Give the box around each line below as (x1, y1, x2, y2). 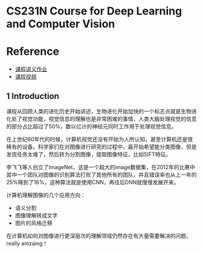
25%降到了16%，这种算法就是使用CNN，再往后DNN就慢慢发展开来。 (6, 178, 179, 185)
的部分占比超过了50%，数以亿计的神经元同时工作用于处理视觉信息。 (6, 123, 177, 130)
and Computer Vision (6, 17, 115, 31)
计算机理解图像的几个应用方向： (6, 191, 86, 199)
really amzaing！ (6, 240, 48, 247)
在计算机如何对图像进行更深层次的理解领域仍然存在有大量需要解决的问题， (6, 232, 192, 239)
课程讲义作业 (14, 65, 47, 73)
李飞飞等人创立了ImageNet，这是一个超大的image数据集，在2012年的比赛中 (6, 163, 195, 170)
